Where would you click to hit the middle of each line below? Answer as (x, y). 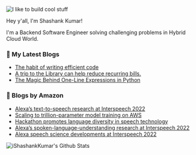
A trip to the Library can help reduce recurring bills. (78, 74)
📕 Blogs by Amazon (35, 96)
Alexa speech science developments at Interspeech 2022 (86, 134)
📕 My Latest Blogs (33, 54)
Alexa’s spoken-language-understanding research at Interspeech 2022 (102, 127)
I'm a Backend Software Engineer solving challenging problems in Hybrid (96, 32)
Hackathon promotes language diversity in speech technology (91, 121)
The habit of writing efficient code (57, 67)
